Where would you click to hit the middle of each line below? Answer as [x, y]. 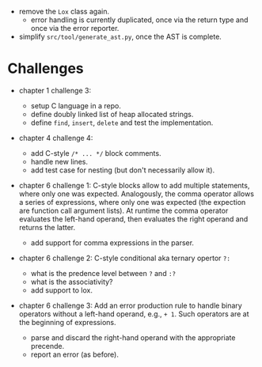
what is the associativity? [72, 282]
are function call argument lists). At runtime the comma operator [123, 210]
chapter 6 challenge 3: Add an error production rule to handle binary [130, 305]
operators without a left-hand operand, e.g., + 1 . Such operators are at [134, 314]
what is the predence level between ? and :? [103, 273]
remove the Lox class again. [64, 11]
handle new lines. [59, 161]
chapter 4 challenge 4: [56, 138]
